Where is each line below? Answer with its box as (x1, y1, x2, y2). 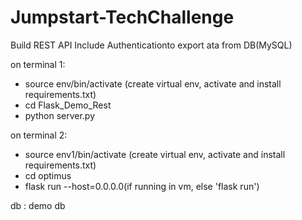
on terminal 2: (10, 129, 68, 141)
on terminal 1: (10, 58, 66, 70)
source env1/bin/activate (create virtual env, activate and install (24, 148, 286, 160)
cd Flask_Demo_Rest (24, 99, 112, 111)
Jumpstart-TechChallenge (10, 6, 235, 29)
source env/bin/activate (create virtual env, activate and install (24, 77, 282, 90)
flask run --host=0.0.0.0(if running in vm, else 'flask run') (24, 180, 260, 192)
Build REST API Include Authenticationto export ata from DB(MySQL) (10, 39, 293, 51)
